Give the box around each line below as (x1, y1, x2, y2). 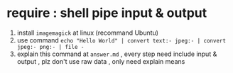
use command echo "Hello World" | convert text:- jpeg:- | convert (16, 35, 227, 44)
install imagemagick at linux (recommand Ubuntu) (16, 28, 159, 37)
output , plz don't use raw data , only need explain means (16, 57, 185, 65)
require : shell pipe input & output (6, 5, 207, 21)
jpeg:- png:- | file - (16, 43, 85, 50)
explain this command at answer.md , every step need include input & (16, 50, 217, 58)
